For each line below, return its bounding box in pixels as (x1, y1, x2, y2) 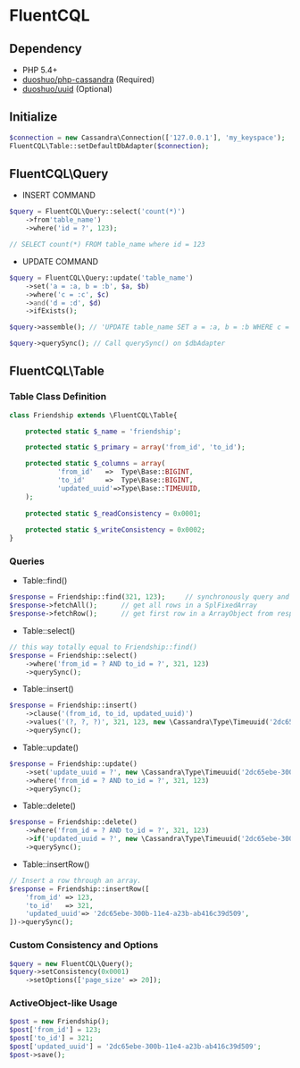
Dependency (9, 41, 82, 56)
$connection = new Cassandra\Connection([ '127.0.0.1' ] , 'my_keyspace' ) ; (9, 133, 286, 142)
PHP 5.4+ (21, 64, 58, 75)
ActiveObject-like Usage (9, 997, 118, 1010)
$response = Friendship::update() (9, 759, 138, 769)
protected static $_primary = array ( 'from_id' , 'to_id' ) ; (25, 443, 246, 452)
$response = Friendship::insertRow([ (9, 884, 150, 894)
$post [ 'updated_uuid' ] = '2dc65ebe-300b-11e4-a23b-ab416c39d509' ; (9, 1042, 262, 1051)
